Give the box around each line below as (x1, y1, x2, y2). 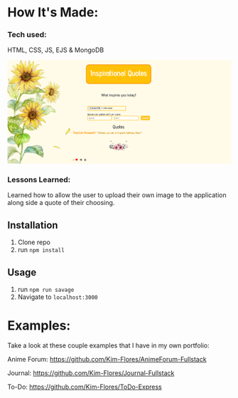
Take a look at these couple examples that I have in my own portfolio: (7, 341, 210, 350)
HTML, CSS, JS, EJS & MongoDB (7, 46, 104, 54)
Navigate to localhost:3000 (17, 293, 98, 301)
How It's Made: (7, 4, 99, 21)
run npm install (17, 246, 65, 254)
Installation (7, 219, 58, 231)
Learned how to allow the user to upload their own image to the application (7, 191, 227, 199)
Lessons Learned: (7, 174, 71, 184)
